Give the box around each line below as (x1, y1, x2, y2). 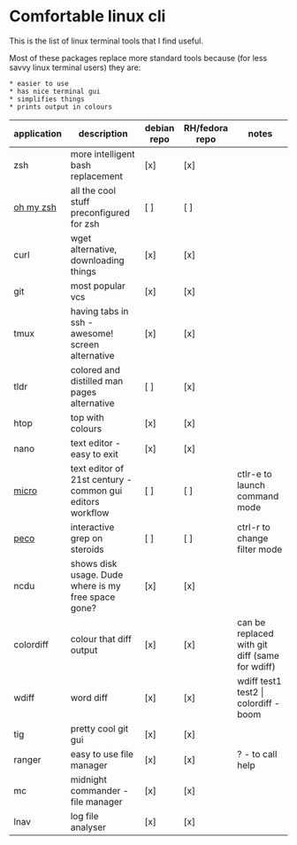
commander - (70, 784, 129, 796)
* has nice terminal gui (9, 87, 101, 96)
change (237, 531, 269, 544)
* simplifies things (9, 95, 86, 104)
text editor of (70, 462, 125, 475)
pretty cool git (70, 722, 129, 734)
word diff (70, 691, 109, 703)
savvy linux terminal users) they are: (9, 62, 141, 73)
